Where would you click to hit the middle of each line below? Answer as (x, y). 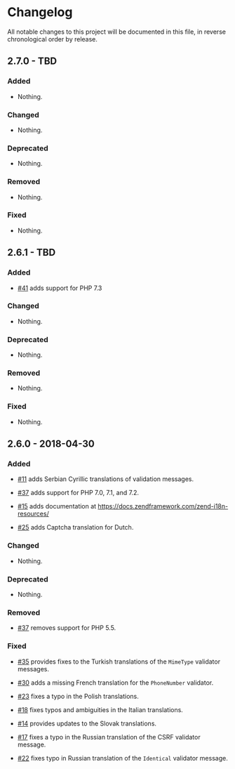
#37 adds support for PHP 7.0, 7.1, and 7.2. (78, 493)
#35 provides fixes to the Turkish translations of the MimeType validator (119, 662)
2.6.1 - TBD (32, 252)
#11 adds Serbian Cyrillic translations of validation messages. (106, 479)
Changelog (40, 12)
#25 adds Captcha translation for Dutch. (75, 527)
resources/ (33, 514)
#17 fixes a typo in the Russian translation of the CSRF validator (109, 737)
